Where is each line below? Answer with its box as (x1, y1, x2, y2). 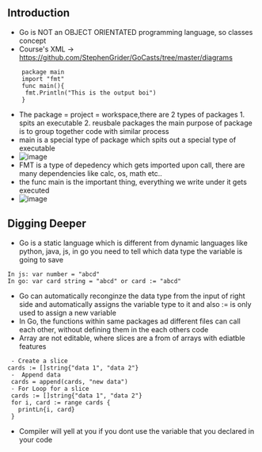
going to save (18, 255, 64, 264)
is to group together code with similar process (18, 126, 169, 136)
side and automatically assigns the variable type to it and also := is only (18, 299, 252, 308)
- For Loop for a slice (10, 385, 89, 393)
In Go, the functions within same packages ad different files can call (18, 316, 241, 326)
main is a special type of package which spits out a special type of (18, 135, 237, 144)
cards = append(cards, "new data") (10, 377, 128, 385)
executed (18, 186, 50, 195)
